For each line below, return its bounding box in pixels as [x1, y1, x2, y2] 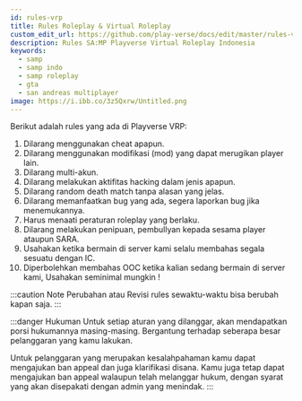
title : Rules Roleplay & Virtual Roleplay [10, 22, 171, 31]
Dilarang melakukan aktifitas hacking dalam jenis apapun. [22, 177, 236, 187]
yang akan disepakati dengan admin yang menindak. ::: [10, 381, 214, 392]
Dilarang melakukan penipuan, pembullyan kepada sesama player [22, 224, 266, 235]
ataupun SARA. [22, 234, 80, 245]
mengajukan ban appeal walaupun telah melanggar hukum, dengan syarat [10, 371, 284, 382]
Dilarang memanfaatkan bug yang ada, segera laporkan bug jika [22, 196, 260, 206]
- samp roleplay [18, 72, 79, 81]
